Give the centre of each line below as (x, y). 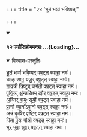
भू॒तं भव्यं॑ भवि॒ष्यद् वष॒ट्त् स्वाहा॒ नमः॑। (39, 73)
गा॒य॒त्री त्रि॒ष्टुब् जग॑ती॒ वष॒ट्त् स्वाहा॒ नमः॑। (42, 86)
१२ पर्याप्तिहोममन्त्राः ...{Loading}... (43, 47)
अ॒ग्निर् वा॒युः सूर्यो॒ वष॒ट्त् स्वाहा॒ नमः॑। (39, 100)
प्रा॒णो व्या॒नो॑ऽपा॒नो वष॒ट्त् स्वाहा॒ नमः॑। (39, 107)
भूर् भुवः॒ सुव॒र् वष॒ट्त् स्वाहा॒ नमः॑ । (37, 127)
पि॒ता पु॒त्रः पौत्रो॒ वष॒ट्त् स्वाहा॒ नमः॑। (37, 120)
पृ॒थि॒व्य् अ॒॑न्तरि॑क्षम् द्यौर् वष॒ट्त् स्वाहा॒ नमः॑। (44, 93)
